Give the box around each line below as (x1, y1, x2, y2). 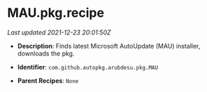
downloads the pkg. (17, 49, 75, 58)
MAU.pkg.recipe (7, 5, 105, 21)
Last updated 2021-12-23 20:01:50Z (7, 28, 111, 37)
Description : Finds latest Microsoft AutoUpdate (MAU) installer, (17, 41, 201, 50)
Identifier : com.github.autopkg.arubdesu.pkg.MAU (17, 63, 159, 71)
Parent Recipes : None (17, 76, 79, 85)
